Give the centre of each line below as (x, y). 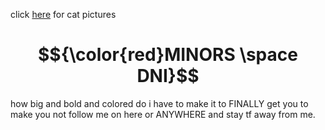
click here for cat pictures (63, 14)
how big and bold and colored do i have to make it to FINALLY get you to (159, 103)
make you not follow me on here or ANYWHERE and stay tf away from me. (163, 114)
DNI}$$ (168, 76)
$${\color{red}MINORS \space (168, 55)
